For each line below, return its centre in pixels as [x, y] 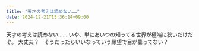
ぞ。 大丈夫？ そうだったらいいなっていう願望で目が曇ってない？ [87, 42]
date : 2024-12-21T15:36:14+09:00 [48, 17]
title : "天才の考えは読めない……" [43, 11]
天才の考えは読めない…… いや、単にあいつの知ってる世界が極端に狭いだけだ [100, 34]
